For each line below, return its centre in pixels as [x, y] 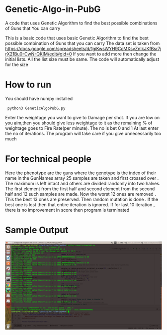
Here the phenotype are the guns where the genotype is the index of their [81, 173]
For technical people [48, 159]
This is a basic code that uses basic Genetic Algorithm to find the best [77, 38]
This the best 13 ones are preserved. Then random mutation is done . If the [82, 199]
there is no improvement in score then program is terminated [67, 210]
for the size [17, 64]
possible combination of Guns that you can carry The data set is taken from [83, 43]
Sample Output [37, 230]
